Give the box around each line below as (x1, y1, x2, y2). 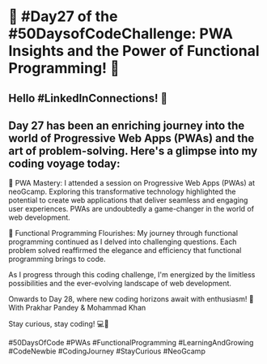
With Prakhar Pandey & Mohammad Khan (8, 303, 146, 313)
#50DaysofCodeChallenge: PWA (8, 24, 233, 43)
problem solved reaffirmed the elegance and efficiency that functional (8, 246, 242, 255)
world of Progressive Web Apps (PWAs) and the (8, 131, 255, 145)
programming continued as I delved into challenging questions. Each (8, 237, 237, 246)
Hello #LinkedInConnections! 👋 (8, 91, 168, 105)
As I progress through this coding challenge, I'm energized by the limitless (8, 270, 256, 280)
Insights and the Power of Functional (8, 42, 260, 60)
